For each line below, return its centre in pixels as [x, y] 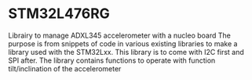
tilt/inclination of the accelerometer [65, 68]
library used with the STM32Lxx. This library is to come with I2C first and [126, 52]
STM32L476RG [59, 14]
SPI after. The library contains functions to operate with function [112, 60]
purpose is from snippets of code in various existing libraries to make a [123, 43]
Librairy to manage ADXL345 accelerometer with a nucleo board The [120, 35]
